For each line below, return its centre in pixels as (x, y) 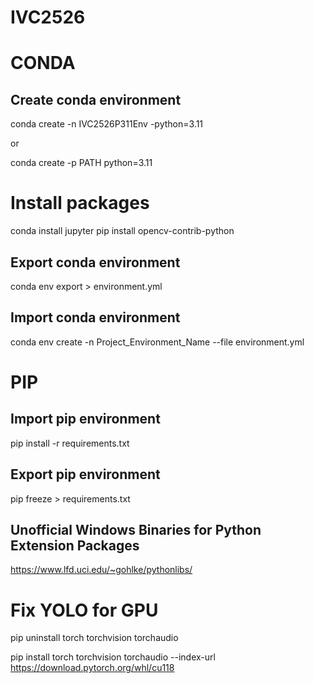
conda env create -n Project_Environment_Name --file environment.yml (157, 342)
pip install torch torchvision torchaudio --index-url (113, 657)
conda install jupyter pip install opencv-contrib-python (122, 231)
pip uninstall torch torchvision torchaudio (94, 638)
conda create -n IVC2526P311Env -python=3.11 (107, 124)
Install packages (80, 203)
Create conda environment (96, 99)
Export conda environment (95, 262)
